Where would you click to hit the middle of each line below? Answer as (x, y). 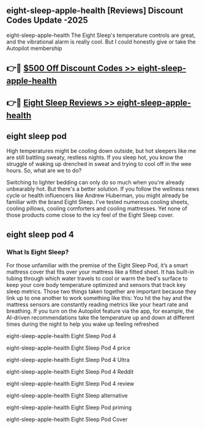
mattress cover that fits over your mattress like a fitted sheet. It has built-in (100, 272)
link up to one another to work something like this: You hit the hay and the (99, 298)
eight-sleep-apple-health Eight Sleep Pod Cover (67, 419)
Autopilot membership (34, 48)
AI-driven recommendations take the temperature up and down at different (100, 318)
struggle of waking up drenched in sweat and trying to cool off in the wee (99, 164)
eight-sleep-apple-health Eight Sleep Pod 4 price (68, 348)
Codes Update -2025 (47, 21)
